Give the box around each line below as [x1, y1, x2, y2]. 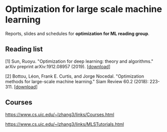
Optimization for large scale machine [5, 3, 162, 15]
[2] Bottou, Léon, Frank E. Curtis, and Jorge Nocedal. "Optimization [5, 73, 144, 79]
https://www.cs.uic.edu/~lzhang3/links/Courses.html [5, 111, 114, 118]
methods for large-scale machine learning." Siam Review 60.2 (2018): [5, 78, 149, 84]
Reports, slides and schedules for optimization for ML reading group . [5, 30, 149, 36]
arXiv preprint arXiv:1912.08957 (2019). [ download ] [5, 63, 111, 69]
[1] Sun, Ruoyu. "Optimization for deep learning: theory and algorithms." [5, 58, 154, 64]
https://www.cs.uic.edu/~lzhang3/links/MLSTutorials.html [5, 121, 124, 127]
